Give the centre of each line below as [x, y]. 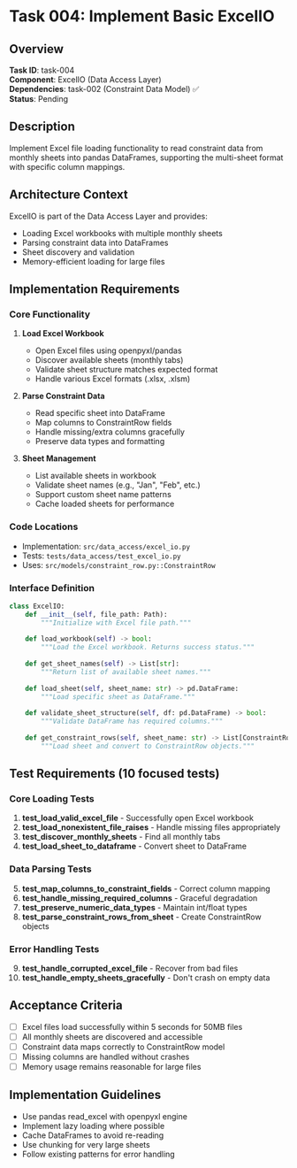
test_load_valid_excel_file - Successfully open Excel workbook [138, 818]
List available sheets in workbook [96, 476]
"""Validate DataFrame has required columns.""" [132, 722]
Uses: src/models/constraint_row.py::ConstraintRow [118, 565]
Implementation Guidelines [85, 1095]
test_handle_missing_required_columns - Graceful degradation [140, 898]
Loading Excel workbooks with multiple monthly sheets [122, 233]
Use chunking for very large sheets [86, 1144]
